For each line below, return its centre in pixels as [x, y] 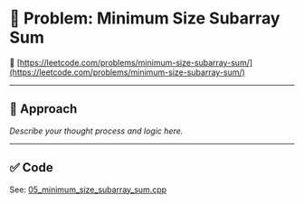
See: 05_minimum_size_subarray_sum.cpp [88, 190]
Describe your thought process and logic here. [96, 131]
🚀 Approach [43, 109]
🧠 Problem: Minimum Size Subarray [145, 19]
